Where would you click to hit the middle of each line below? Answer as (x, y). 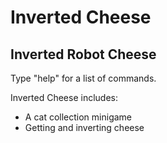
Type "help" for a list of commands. (83, 78)
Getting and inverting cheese (84, 127)
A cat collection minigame (78, 117)
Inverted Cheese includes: (64, 97)
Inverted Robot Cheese (83, 54)
